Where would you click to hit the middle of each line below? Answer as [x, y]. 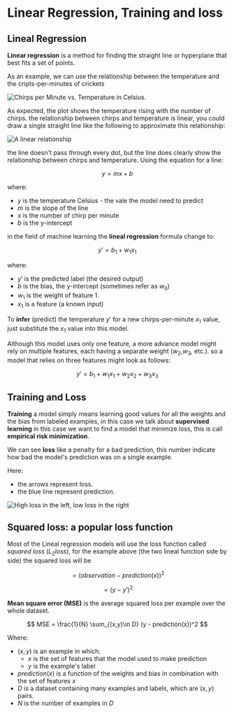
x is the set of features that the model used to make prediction [117, 659]
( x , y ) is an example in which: [59, 651]
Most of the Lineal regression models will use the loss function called [107, 544]
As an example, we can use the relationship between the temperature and [114, 76]
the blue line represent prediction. [66, 492]
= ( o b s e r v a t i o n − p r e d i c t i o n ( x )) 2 [118, 574]
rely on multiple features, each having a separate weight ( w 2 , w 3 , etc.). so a [115, 352]
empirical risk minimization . [48, 436]
